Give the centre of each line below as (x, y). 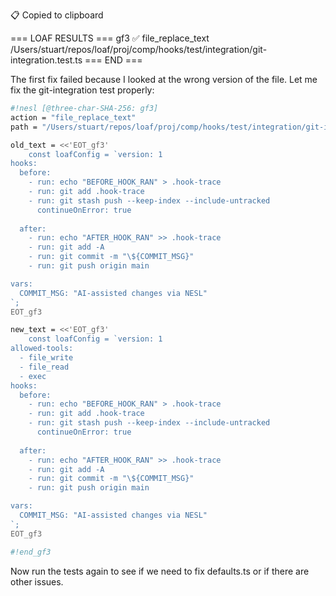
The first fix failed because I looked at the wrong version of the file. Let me (164, 79)
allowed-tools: (42, 349)
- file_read (44, 367)
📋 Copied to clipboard (57, 15)
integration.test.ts (46, 60)
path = (24, 127)
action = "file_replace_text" (73, 117)
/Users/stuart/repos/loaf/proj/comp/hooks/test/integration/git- (139, 49)
